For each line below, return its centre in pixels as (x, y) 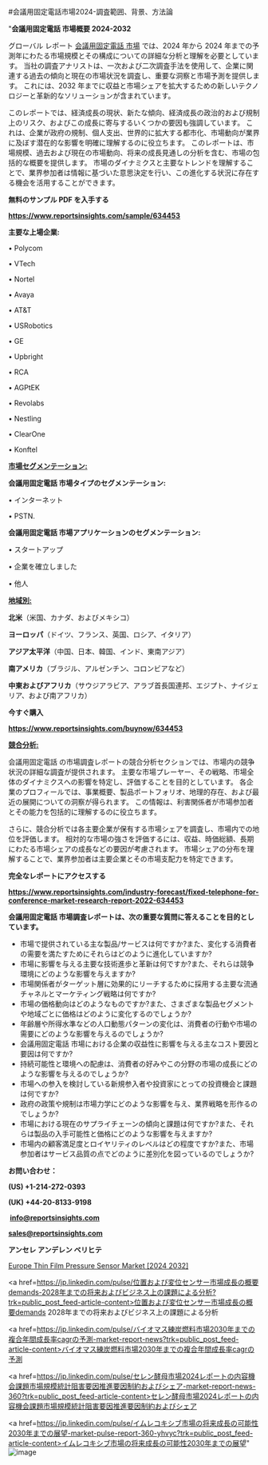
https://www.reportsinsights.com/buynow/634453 (96, 729)
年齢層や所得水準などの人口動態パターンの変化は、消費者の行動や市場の (138, 1024)
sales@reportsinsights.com (55, 1233)
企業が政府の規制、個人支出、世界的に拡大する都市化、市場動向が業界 (144, 133)
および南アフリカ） (60, 695)
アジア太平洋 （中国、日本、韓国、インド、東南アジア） (99, 651)
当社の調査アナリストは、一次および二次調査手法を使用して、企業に (135, 66)
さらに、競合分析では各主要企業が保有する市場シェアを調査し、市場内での (130, 829)
